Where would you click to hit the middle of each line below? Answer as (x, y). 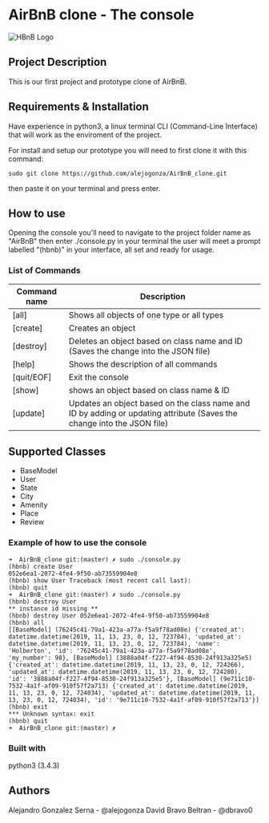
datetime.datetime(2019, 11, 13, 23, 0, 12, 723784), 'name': (114, 643)
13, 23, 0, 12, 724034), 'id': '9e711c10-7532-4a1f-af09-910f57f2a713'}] (134, 699)
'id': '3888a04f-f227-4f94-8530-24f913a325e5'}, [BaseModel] (112, 679)
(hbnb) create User (41, 566)
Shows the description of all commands (143, 364)
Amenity (34, 505)
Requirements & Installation (79, 107)
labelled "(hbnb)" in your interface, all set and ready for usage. (111, 249)
